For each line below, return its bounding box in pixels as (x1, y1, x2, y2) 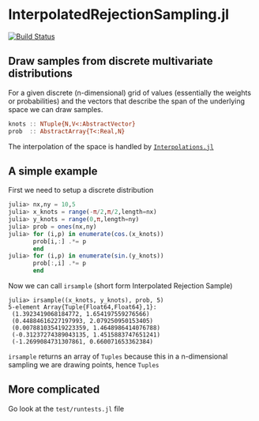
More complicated (8, 383, 100, 397)
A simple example (8, 164, 98, 178)
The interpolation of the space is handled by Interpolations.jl (8, 141, 215, 151)
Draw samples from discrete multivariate (8, 55, 213, 68)
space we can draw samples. (8, 104, 103, 114)
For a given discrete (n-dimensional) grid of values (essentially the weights (8, 88, 251, 97)
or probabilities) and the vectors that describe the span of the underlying (8, 96, 246, 106)
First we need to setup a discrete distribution (8, 186, 154, 195)
